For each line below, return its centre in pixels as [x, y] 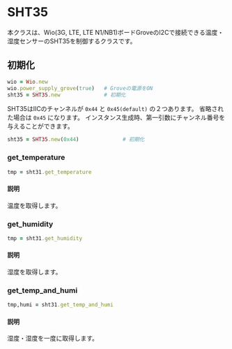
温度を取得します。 [34, 205]
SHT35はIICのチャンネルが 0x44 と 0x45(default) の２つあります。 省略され [116, 109]
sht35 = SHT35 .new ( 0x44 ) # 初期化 [76, 140]
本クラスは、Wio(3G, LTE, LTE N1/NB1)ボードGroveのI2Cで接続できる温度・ [116, 32]
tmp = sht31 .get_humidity [45, 238]
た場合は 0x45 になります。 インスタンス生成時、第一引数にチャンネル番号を [116, 118]
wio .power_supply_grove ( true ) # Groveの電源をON [80, 88]
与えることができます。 [41, 126]
